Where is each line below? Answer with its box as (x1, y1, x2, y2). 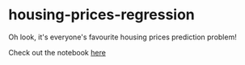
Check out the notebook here (8, 47, 107, 57)
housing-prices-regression (8, 6, 196, 24)
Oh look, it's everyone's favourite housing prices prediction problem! (8, 32, 237, 42)
